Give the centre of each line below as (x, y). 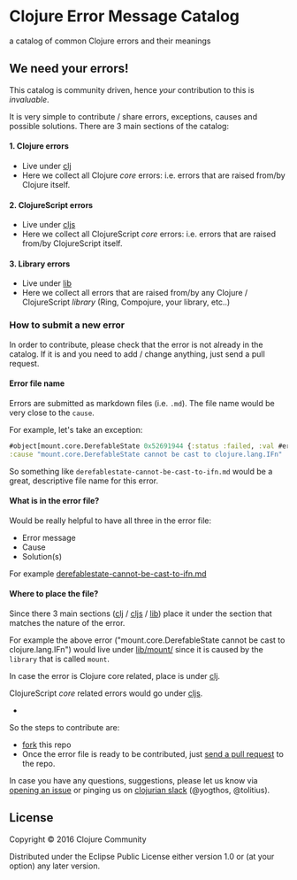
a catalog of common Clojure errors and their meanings (110, 41)
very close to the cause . (52, 413)
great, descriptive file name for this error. (84, 481)
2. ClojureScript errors (51, 205)
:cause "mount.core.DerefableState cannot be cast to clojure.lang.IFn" (146, 454)
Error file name (37, 383)
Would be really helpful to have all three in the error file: (110, 521)
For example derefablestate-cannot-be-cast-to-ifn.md (108, 574)
